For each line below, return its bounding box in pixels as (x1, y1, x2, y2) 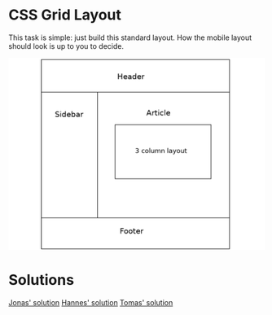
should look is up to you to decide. (8, 41, 125, 50)
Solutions (8, 271, 75, 290)
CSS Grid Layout (8, 6, 122, 24)
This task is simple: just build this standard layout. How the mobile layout (8, 33, 252, 42)
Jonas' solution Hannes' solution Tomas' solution (8, 297, 173, 307)
